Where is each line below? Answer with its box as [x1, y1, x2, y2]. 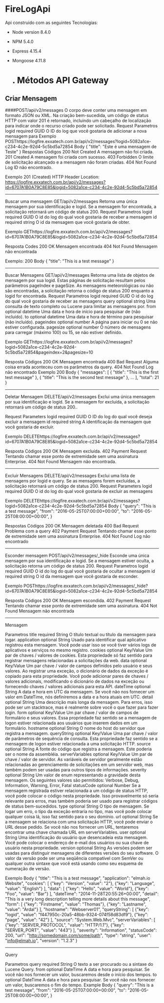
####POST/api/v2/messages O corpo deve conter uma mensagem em [5, 107, 147, 113]
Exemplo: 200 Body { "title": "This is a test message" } [5, 258, 115, 264]
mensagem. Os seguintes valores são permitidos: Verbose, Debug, [5, 777, 140, 783]
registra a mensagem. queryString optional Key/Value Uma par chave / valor [5, 730, 158, 736]
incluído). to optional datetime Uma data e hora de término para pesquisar [5, 313, 154, 319]
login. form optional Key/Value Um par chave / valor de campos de [5, 709, 139, 716]
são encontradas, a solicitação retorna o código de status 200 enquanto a [5, 287, 154, 293]
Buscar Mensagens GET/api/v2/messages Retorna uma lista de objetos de [5, 272, 155, 278]
